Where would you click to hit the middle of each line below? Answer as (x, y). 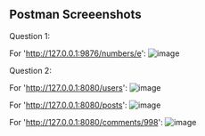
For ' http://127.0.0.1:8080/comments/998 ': (86, 122)
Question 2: (30, 70)
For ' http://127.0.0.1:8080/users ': (68, 87)
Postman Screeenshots (75, 15)
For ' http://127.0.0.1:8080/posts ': (68, 105)
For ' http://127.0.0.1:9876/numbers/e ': (78, 53)
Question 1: (30, 36)
